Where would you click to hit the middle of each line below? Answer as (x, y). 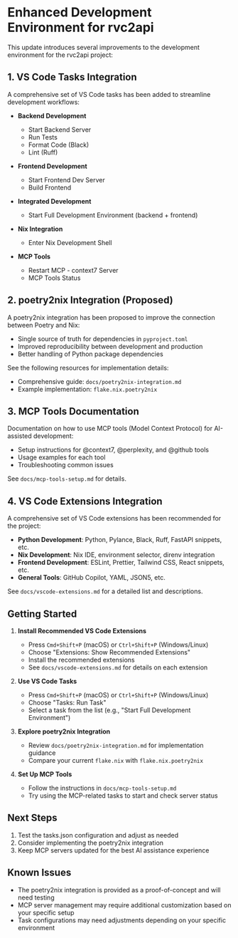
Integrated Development (54, 201)
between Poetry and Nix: (44, 325)
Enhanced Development (80, 12)
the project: (24, 526)
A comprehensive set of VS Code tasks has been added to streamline (109, 94)
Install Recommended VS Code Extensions (82, 631)
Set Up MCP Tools (45, 774)
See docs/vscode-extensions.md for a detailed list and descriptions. (105, 591)
